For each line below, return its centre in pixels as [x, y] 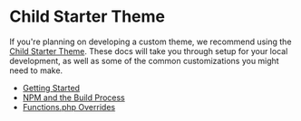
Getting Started [51, 88]
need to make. [36, 70]
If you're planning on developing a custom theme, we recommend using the [150, 42]
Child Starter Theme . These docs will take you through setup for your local [149, 51]
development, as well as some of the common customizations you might [144, 60]
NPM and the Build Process [73, 98]
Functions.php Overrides [69, 107]
